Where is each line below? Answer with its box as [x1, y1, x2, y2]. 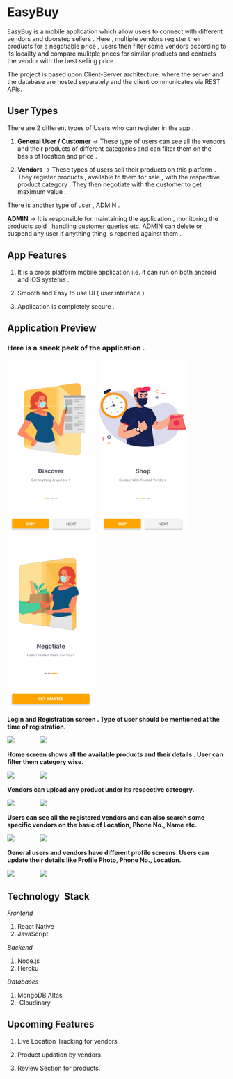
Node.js [17, 957, 40, 965]
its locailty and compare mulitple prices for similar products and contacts [7, 49, 216, 58]
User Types [7, 105, 58, 117]
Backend [7, 943, 33, 952]
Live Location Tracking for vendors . [17, 1037, 121, 1045]
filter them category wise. [7, 758, 84, 766]
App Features [7, 250, 67, 261]
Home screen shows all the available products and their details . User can [7, 750, 224, 758]
